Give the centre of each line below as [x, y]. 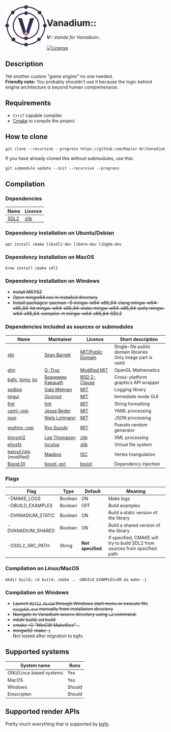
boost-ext [55, 464]
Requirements [28, 103]
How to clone [26, 137]
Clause [88, 382]
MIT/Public [91, 352]
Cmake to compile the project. [44, 121]
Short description [139, 339]
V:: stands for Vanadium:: [74, 37]
